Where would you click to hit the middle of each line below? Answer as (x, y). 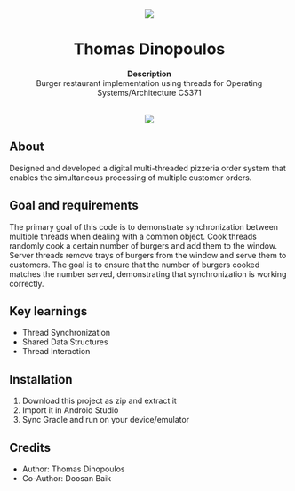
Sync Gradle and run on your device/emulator (105, 420)
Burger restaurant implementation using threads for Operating (149, 83)
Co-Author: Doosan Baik (67, 478)
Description (149, 74)
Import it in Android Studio (70, 410)
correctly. (27, 283)
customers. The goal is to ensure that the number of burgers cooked (135, 265)
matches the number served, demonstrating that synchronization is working (148, 273)
